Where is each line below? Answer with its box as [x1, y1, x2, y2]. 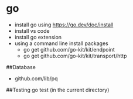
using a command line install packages [14, 40, 108, 47]
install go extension [14, 33, 62, 40]
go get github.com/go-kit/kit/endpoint [23, 46, 115, 53]
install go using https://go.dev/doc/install [14, 21, 114, 28]
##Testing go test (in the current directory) [6, 86, 110, 93]
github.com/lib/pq [14, 75, 58, 82]
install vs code [14, 27, 50, 34]
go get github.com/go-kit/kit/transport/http [23, 52, 127, 59]
